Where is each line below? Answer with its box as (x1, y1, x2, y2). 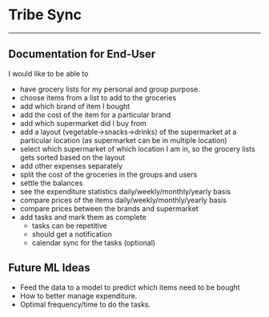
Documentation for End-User (8, 47, 156, 61)
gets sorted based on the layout (19, 152, 126, 162)
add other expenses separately (19, 161, 122, 170)
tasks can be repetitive (31, 221, 108, 230)
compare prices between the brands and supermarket (19, 203, 199, 213)
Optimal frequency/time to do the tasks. (19, 299, 151, 309)
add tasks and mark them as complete (19, 212, 147, 221)
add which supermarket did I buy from (19, 118, 147, 128)
